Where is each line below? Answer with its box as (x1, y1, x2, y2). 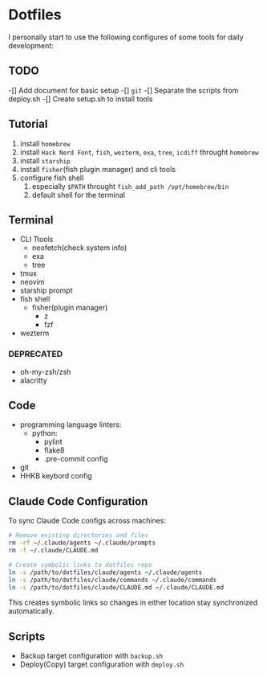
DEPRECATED (8, 348, 63, 359)
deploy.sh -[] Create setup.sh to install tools (8, 94, 153, 104)
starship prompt (19, 285, 73, 295)
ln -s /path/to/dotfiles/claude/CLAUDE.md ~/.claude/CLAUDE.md (8, 583, 225, 592)
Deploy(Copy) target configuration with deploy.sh (19, 659, 184, 669)
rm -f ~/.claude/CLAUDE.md (8, 547, 99, 555)
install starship (19, 155, 71, 166)
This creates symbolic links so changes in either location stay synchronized (8, 597, 258, 608)
